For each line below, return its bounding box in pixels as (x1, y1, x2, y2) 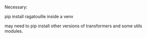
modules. (4, 28, 23, 34)
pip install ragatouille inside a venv (4, 14, 74, 19)
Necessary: (4, 4, 28, 10)
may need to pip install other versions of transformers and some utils (4, 23, 143, 29)
